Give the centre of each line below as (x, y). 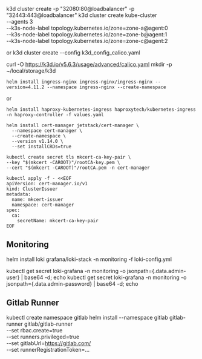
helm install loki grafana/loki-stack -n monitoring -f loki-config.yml (89, 259)
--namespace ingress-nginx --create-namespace (106, 87)
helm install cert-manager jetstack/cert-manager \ (73, 125)
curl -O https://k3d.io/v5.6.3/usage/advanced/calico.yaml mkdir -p (89, 64)
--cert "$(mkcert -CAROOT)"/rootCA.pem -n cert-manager (78, 168)
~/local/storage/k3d (31, 71)
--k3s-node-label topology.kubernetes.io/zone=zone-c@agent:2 (87, 41)
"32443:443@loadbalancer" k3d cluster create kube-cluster (82, 15)
